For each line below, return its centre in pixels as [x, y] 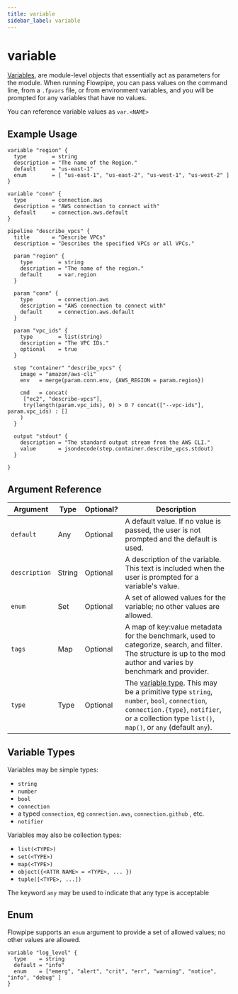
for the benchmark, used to [170, 636]
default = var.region [58, 275]
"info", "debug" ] [34, 978]
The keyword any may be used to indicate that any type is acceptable [108, 892]
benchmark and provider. [167, 671]
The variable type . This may [171, 683]
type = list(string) [61, 337]
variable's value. [152, 586]
